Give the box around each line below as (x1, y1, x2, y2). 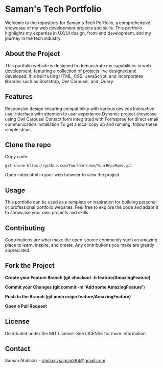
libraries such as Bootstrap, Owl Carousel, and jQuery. (5, 78, 115, 84)
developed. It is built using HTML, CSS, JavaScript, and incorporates (5, 73, 143, 79)
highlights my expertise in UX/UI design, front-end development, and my (5, 30, 152, 36)
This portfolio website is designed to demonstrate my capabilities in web (5, 62, 151, 68)
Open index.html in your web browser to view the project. (5, 172, 121, 178)
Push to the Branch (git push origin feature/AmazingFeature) (5, 293, 131, 299)
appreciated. (5, 247, 31, 253)
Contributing (5, 224, 45, 232)
